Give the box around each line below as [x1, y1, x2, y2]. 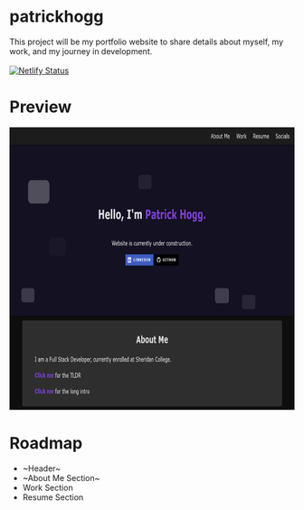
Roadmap [9, 433, 83, 454]
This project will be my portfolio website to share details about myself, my [9, 36, 284, 47]
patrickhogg [9, 6, 104, 27]
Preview [9, 97, 72, 118]
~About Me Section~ [22, 472, 100, 483]
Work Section [22, 482, 74, 493]
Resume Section [22, 491, 84, 503]
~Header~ [22, 463, 62, 474]
